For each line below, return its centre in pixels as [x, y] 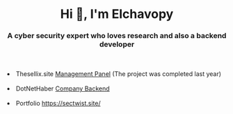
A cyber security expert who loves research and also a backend [117, 36]
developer [117, 44]
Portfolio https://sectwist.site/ [58, 104]
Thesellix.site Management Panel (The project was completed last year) [119, 74]
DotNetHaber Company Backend [63, 88]
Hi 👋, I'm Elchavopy [117, 14]
